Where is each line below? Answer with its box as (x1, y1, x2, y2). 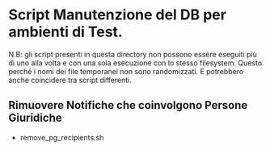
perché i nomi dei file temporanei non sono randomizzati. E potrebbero (8, 66, 244, 76)
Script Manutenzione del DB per (8, 6, 226, 24)
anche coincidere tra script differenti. (8, 75, 132, 85)
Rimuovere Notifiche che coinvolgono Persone (8, 98, 248, 112)
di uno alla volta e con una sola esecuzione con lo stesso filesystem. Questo (8, 58, 263, 68)
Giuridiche (8, 111, 62, 125)
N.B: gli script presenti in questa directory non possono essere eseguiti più (8, 49, 257, 59)
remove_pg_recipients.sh (19, 132, 104, 142)
